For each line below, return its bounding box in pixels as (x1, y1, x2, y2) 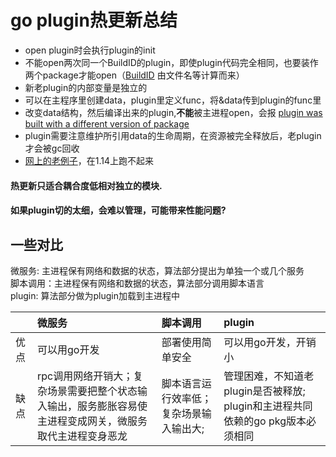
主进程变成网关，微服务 (36, 414, 148, 428)
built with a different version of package (24, 117, 190, 130)
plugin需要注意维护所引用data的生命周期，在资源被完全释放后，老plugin (24, 129, 322, 141)
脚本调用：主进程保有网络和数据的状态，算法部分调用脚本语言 (10, 277, 265, 289)
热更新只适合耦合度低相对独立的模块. (10, 179, 163, 191)
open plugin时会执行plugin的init (24, 44, 156, 56)
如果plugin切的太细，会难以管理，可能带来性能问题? (10, 204, 227, 216)
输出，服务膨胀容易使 (46, 399, 148, 413)
